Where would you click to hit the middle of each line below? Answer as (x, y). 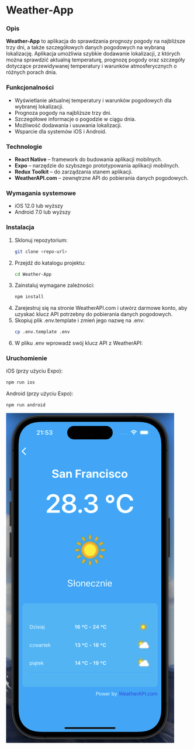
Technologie (24, 146)
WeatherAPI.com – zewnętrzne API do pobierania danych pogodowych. (101, 178)
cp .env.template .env (42, 332)
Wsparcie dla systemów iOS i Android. (60, 131)
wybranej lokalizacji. (39, 107)
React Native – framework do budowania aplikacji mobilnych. (88, 159)
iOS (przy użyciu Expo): (34, 371)
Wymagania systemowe (41, 193)
